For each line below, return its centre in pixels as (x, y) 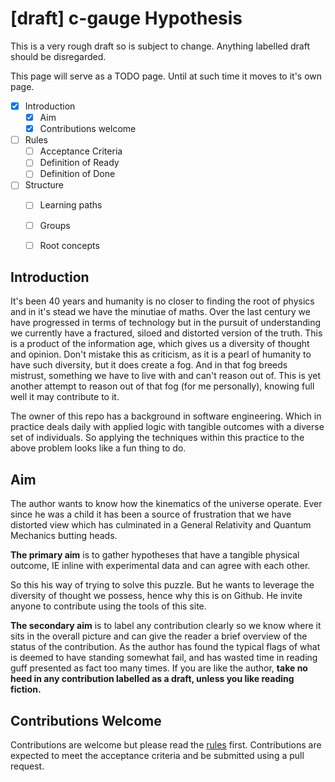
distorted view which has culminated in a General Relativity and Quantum (161, 525)
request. (27, 766)
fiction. (26, 689)
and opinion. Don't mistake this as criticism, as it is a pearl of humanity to (161, 354)
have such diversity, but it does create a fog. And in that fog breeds (149, 365)
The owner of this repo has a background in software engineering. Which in (166, 416)
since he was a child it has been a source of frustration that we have (151, 514)
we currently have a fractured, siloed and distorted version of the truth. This (166, 333)
